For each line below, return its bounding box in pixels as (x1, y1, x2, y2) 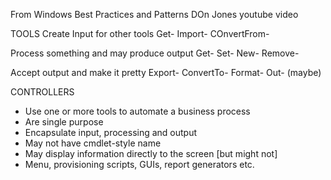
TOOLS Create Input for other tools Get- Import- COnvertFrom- (10, 28, 270, 39)
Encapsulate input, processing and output (24, 127, 198, 138)
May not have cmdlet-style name (24, 137, 162, 149)
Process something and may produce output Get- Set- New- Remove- (10, 47, 300, 59)
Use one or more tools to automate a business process (24, 105, 251, 117)
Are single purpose (24, 116, 104, 128)
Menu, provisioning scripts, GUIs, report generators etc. (24, 159, 255, 170)
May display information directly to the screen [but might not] (24, 148, 278, 159)
